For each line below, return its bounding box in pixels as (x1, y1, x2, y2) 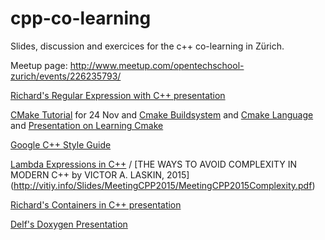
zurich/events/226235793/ (10, 70, 122, 82)
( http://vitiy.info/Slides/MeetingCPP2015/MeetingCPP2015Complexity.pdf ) (10, 179, 316, 191)
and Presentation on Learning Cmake (10, 119, 164, 131)
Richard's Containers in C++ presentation (10, 198, 182, 211)
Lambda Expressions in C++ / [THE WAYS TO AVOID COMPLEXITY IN (10, 158, 298, 170)
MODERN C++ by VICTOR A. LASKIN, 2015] (10, 168, 190, 181)
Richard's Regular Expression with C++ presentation (10, 89, 226, 101)
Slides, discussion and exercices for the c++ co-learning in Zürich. (10, 40, 285, 52)
